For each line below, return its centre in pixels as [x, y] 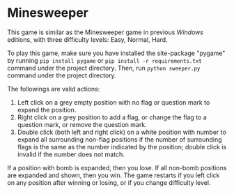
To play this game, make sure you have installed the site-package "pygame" [116, 53]
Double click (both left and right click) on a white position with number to [122, 132]
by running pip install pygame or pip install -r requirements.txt [104, 60]
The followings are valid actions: [54, 89]
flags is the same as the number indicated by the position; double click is [122, 147]
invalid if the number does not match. [71, 154]
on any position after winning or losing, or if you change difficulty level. [109, 182]
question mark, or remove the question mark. [82, 124]
